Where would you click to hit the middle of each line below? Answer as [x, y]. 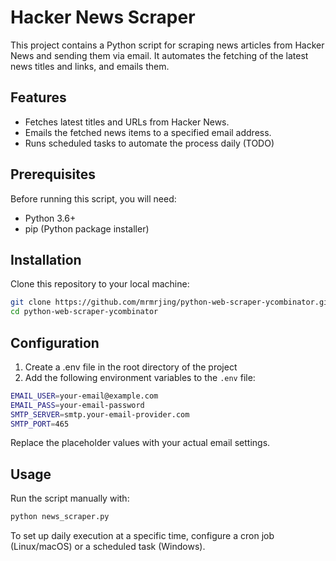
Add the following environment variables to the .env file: [140, 377]
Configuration [55, 342]
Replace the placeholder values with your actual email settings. [140, 443]
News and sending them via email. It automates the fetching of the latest [159, 55]
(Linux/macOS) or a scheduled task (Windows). [108, 547]
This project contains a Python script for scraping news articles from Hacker [167, 45]
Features [38, 97]
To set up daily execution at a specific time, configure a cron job [142, 536]
